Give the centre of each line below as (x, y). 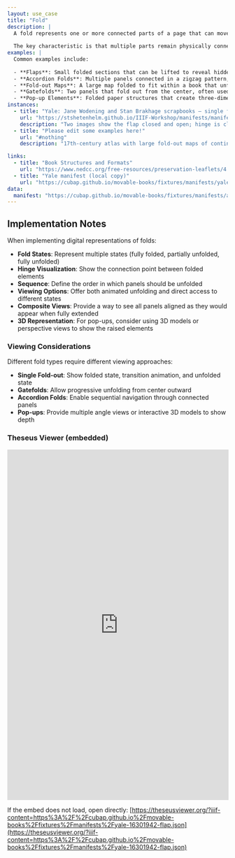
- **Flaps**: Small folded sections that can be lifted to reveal (112, 72)
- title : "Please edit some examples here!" (79, 131)
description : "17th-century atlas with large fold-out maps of (114, 144)
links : (17, 157)
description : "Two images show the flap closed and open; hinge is (120, 124)
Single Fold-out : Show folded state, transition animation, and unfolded (119, 376)
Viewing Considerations (49, 346)
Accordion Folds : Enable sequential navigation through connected (113, 398)
